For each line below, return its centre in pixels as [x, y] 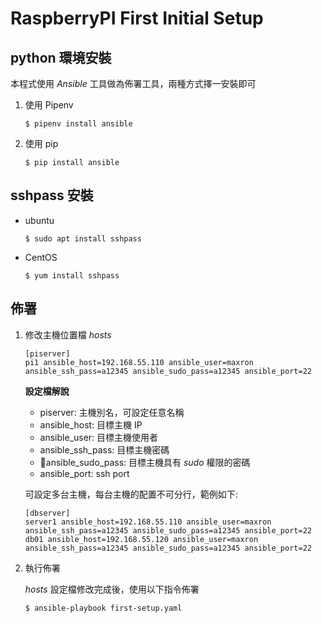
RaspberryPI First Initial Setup [137, 18]
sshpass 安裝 [52, 195]
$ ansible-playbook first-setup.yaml [103, 608]
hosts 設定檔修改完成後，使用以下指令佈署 [112, 589]
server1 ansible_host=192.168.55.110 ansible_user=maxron [148, 522]
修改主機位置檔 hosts [68, 334]
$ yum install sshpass [72, 275]
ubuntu [39, 220]
